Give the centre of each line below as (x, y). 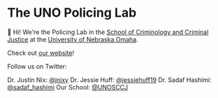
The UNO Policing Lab (72, 13)
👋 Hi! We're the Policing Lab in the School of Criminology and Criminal (108, 32)
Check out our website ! (41, 53)
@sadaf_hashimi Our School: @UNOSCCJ (68, 87)
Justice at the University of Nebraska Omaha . (73, 39)
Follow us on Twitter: (37, 66)
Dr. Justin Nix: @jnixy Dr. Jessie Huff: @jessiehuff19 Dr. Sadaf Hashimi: (109, 80)
